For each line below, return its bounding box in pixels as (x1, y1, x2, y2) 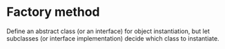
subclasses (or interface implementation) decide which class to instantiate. (6, 34, 219, 42)
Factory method (6, 4, 100, 20)
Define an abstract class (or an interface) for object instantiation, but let (6, 27, 210, 35)
